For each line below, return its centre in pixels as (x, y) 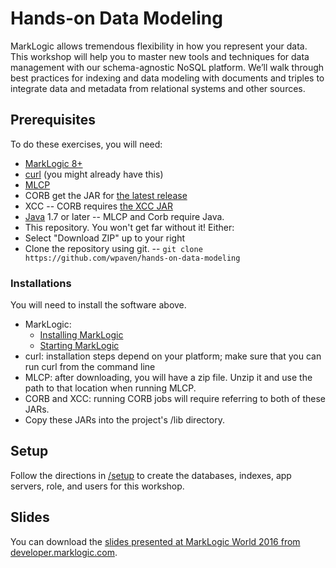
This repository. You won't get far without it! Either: (129, 227)
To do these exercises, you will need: (86, 144)
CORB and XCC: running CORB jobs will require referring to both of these (175, 399)
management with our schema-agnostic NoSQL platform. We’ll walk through (167, 67)
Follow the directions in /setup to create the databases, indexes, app (151, 475)
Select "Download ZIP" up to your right (105, 238)
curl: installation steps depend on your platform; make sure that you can (173, 356)
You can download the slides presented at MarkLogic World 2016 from (155, 541)
